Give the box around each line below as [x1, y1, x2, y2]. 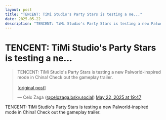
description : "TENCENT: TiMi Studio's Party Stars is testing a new [5, 21, 149, 26]
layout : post [5, 7, 32, 12]
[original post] [17, 85, 46, 91]
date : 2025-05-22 [5, 16, 41, 21]
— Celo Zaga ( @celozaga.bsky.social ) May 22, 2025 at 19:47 [17, 94, 142, 100]
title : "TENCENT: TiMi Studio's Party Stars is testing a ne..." [5, 12, 142, 17]
